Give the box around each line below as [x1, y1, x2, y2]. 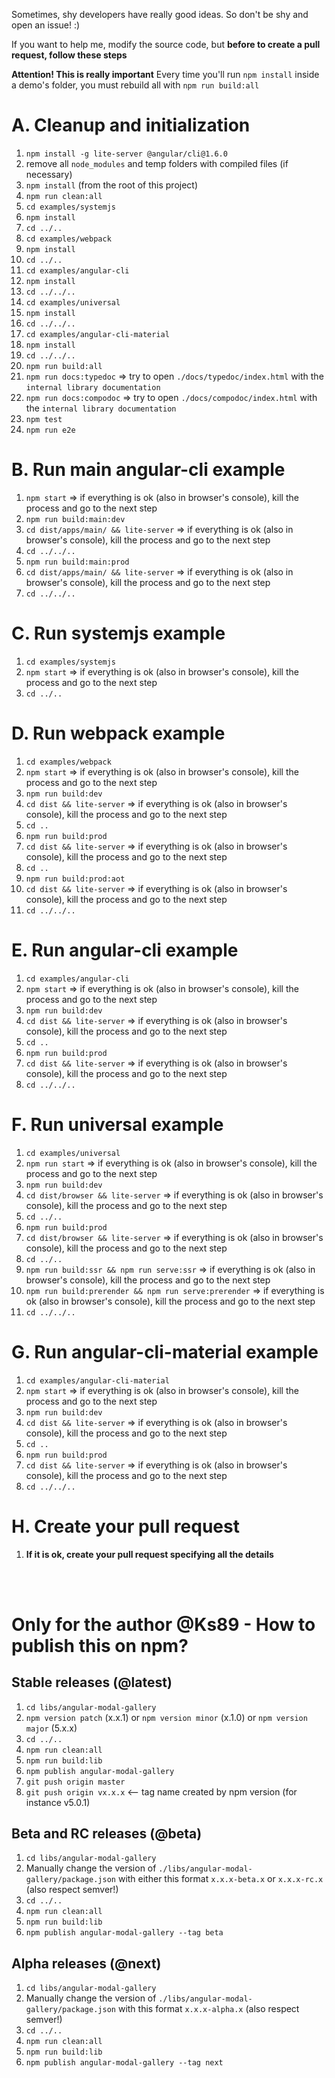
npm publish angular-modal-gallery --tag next [25, 2058, 224, 2068]
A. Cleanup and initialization [11, 114, 251, 137]
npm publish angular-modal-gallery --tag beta [25, 1928, 224, 1938]
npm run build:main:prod [25, 557, 130, 567]
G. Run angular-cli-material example [11, 1340, 319, 1363]
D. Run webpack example [11, 722, 226, 744]
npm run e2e [25, 425, 76, 435]
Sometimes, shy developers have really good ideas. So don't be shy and [11, 9, 309, 20]
